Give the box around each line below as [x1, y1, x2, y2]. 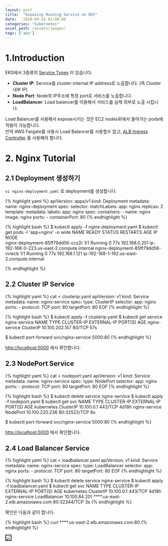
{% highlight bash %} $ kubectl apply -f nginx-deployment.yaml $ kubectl [5, 224, 158, 230]
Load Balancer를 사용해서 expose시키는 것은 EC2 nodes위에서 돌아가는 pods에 [5, 116, 163, 122]
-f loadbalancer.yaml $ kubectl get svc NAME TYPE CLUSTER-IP [5, 483, 139, 489]
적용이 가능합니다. [5, 122, 41, 128]
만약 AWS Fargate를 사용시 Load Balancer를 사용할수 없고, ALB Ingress [5, 128, 148, 134]
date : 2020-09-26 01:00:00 [5, 17, 66, 22]
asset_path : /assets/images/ [5, 26, 66, 31]
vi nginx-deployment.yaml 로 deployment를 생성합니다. [5, 188, 117, 194]
